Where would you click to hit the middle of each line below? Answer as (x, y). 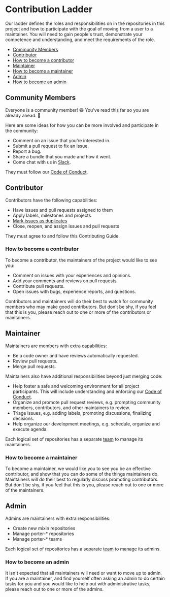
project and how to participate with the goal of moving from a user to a (79, 28)
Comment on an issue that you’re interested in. (61, 140)
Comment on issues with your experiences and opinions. (72, 275)
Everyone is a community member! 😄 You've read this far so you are (77, 110)
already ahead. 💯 (23, 115)
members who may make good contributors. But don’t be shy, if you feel (81, 307)
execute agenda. (30, 429)
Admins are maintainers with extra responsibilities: (58, 518)
